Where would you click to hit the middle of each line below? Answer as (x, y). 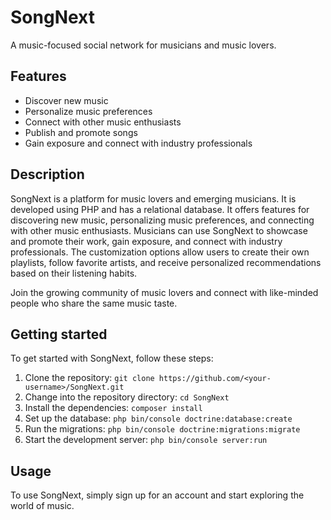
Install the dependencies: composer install (113, 408)
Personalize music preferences (88, 111)
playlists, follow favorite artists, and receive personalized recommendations (166, 262)
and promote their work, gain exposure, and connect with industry (146, 241)
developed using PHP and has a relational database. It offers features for (160, 209)
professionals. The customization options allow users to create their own (160, 252)
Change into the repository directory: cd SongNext (127, 397)
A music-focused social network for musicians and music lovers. (143, 45)
